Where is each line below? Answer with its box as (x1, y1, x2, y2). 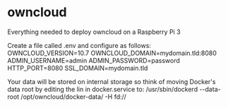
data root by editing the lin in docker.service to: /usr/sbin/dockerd (7, 85, 198, 93)
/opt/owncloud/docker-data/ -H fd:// (20, 92, 127, 101)
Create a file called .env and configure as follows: (7, 41, 152, 49)
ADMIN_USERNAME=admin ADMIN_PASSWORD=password (7, 56, 180, 64)
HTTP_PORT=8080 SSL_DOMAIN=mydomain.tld (7, 64, 148, 72)
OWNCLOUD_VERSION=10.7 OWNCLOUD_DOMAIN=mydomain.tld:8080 (7, 49, 217, 57)
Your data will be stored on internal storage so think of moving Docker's (7, 77, 216, 85)
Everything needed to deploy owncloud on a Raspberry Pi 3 (7, 28, 181, 36)
